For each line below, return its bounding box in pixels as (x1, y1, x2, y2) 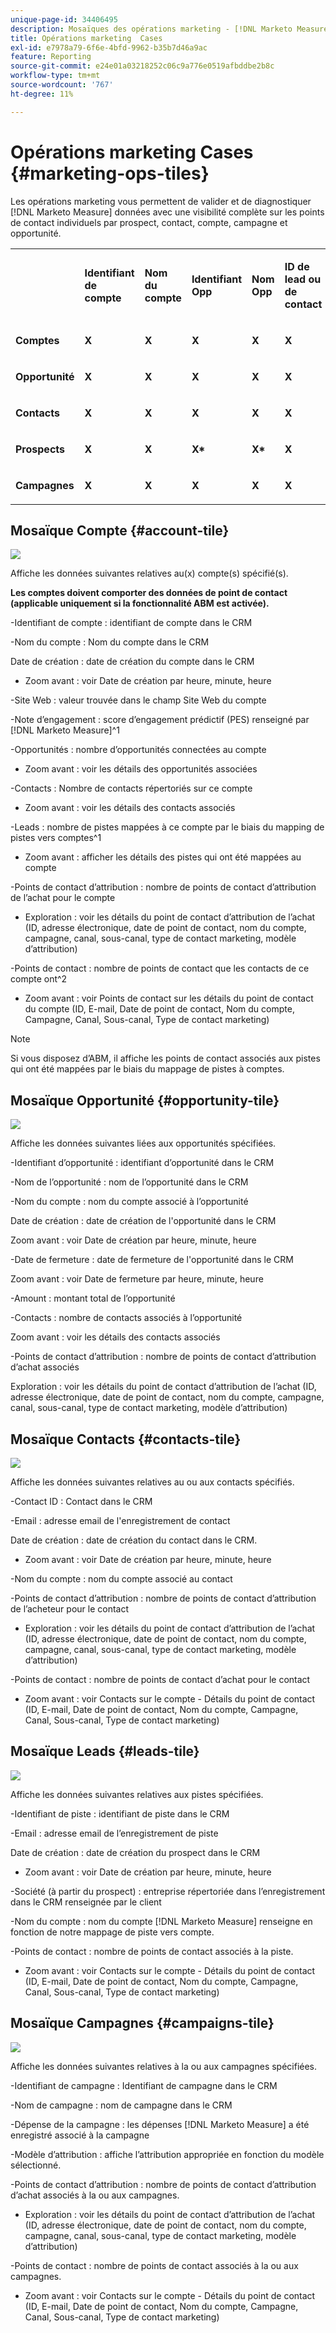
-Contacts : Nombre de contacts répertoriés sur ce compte (10, 782, 253, 795)
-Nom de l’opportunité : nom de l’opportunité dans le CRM (10, 1176, 249, 1188)
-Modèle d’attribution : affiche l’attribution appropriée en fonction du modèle (10, 2148, 325, 2160)
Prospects (15, 442, 65, 456)
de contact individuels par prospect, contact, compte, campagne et (10, 216, 288, 228)
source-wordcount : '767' (10, 80, 114, 90)
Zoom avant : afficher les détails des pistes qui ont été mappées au (24, 851, 302, 863)
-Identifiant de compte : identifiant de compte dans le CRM (10, 617, 253, 629)
